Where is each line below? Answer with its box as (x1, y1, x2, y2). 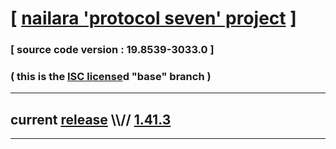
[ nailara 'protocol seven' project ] (10, 7, 297, 30)
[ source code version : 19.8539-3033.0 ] (10, 43, 215, 57)
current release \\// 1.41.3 (10, 111, 172, 128)
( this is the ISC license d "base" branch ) (10, 70, 212, 84)
